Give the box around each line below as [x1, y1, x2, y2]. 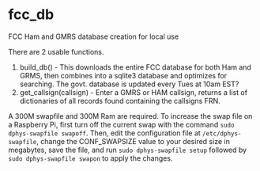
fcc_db [8, 6, 55, 24]
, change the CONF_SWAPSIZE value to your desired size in [36, 136, 231, 146]
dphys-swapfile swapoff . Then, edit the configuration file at [8, 128, 202, 138]
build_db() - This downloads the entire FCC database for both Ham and [19, 62, 251, 72]
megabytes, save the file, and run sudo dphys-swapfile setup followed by [8, 145, 247, 154]
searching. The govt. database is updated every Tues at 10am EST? [19, 79, 239, 89]
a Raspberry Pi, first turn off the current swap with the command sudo [8, 120, 235, 129]
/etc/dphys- [202, 129, 242, 138]
